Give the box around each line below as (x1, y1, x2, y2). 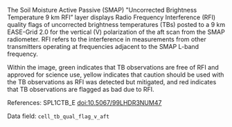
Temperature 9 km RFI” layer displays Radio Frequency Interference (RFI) (7, 13, 216, 21)
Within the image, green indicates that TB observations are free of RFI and (7, 63, 220, 71)
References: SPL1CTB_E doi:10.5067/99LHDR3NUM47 (7, 99, 162, 106)
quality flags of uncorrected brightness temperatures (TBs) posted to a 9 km (7, 21, 226, 28)
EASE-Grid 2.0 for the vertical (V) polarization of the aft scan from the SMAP (7, 28, 225, 36)
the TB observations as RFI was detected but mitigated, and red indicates (7, 78, 217, 86)
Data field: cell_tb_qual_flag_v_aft (7, 112, 109, 120)
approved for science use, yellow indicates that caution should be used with (7, 70, 224, 79)
